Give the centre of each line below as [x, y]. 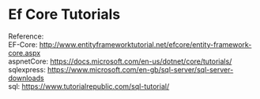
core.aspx [24, 53]
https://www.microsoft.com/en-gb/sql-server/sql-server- [140, 69]
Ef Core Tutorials [64, 15]
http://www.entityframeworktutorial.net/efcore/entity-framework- [145, 44]
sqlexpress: [27, 69]
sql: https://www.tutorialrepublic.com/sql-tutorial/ [89, 86]
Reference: [26, 36]
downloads [26, 78]
